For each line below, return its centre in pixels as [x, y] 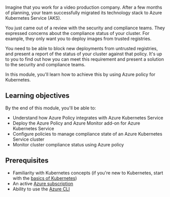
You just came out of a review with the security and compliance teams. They [85, 28]
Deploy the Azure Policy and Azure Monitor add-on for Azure [76, 123]
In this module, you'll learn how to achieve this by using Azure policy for [80, 74]
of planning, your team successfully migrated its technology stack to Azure [84, 13]
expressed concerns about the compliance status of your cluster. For [77, 33]
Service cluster [28, 139]
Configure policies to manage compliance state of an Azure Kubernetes [87, 134]
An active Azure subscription [43, 183]
